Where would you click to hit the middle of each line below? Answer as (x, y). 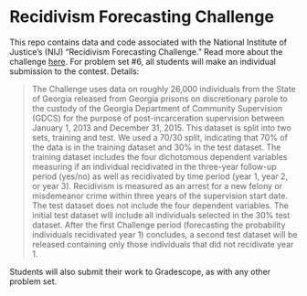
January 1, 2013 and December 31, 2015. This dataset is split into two (162, 127)
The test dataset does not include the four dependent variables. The (160, 205)
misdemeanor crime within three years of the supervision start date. (159, 196)
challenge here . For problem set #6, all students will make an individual (143, 61)
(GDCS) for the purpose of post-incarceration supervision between (158, 118)
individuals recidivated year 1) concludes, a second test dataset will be (164, 234)
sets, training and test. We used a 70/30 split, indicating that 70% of (159, 137)
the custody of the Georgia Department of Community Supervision (157, 108)
